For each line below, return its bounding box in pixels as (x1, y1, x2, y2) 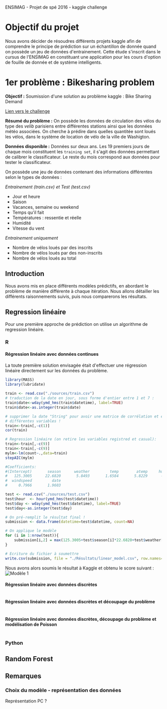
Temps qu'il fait (12, 209, 44, 215)
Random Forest (5, 655, 53, 663)
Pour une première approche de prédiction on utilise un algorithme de (5, 321, 148, 327)
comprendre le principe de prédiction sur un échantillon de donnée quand (5, 43, 157, 49)
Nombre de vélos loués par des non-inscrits (12, 250, 103, 256)
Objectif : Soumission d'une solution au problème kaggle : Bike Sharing (5, 93, 152, 99)
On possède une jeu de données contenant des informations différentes (5, 169, 153, 175)
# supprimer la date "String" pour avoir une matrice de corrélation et (5, 414, 159, 419)
